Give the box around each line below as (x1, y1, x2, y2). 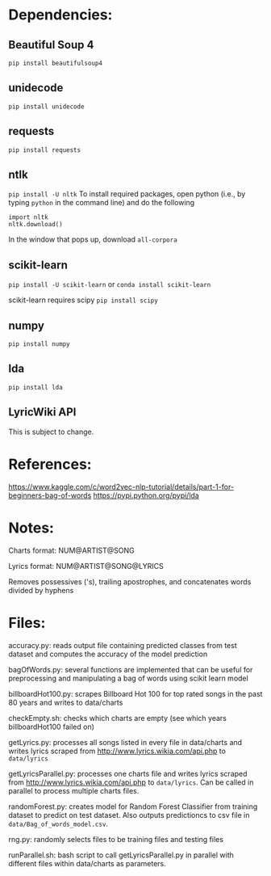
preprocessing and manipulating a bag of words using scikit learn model (8, 673, 248, 683)
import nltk (8, 213, 48, 221)
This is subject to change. (8, 427, 94, 436)
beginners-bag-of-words (8, 491, 92, 500)
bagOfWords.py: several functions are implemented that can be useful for (8, 664, 253, 674)
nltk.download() (8, 221, 63, 229)
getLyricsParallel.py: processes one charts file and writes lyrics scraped (8, 769, 248, 778)
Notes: (8, 519, 55, 537)
